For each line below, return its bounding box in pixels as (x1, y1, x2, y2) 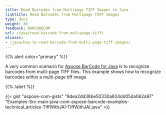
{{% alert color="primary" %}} (5, 53, 68, 59)
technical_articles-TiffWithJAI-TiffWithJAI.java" (5, 103, 102, 110)
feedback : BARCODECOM (5, 26, 50, 31)
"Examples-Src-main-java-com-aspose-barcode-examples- (5, 98, 129, 104)
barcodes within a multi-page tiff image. (5, 73, 87, 80)
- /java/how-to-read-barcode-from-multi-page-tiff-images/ (5, 40, 131, 45)
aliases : (5, 35, 23, 40)
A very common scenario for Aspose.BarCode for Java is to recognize (5, 63, 150, 69)
